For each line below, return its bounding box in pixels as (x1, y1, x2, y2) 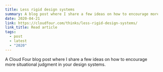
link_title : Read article (5, 25, 57, 30)
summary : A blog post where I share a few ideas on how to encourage (5, 12, 149, 16)
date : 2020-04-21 (5, 16, 40, 21)
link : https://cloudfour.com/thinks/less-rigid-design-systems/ (5, 20, 138, 26)
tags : (5, 29, 16, 34)
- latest (9, 39, 27, 43)
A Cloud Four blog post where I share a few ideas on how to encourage (5, 56, 147, 62)
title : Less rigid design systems (5, 7, 75, 12)
